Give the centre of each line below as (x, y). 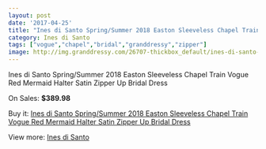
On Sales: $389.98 (40, 98)
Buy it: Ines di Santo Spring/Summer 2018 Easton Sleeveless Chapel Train (128, 114)
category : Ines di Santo (49, 37)
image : (19, 52)
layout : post (30, 15)
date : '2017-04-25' (40, 23)
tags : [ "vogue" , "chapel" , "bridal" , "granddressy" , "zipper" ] (108, 45)
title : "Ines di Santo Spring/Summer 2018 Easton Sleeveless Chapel (123, 30)
